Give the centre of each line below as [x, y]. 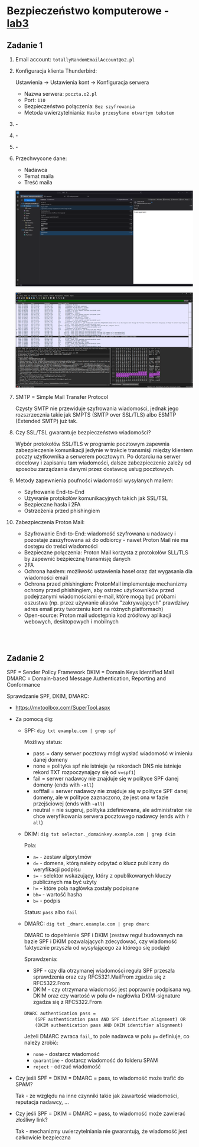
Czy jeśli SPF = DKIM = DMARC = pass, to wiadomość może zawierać [100, 1114]
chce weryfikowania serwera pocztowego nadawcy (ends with [109, 816]
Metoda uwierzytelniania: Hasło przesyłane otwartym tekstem [99, 113]
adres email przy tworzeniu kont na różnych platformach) [94, 609]
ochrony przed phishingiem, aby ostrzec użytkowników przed [99, 590]
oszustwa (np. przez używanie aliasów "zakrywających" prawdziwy [107, 603]
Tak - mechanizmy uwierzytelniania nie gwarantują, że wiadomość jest [101, 1131]
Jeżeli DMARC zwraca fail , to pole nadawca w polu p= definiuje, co [107, 1036]
